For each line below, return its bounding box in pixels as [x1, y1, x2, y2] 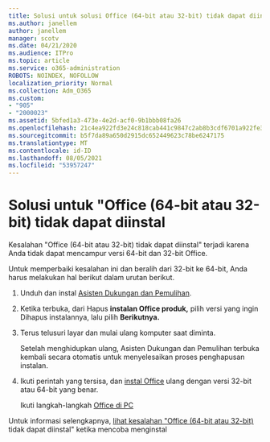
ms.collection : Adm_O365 [8, 86, 92, 95]
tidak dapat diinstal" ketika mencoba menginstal [8, 424, 167, 435]
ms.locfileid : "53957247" [8, 162, 95, 170]
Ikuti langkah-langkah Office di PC [19, 400, 134, 411]
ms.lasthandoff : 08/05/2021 [8, 154, 103, 162]
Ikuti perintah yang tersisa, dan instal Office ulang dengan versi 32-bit [19, 376, 252, 386]
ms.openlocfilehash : [8, 124, 78, 132]
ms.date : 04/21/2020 [8, 42, 78, 50]
